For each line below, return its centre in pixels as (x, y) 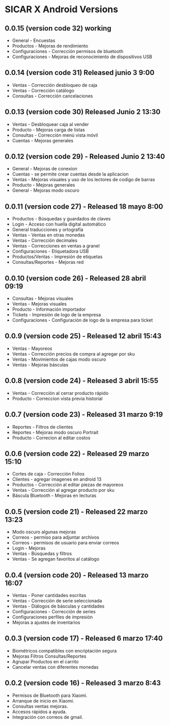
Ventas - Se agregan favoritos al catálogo (56, 559)
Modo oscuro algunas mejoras (44, 532)
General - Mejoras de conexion (45, 169)
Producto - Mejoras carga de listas (48, 130)
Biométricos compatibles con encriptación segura (64, 651)
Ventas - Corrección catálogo (43, 90)
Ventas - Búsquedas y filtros (42, 554)
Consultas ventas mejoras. (40, 706)
